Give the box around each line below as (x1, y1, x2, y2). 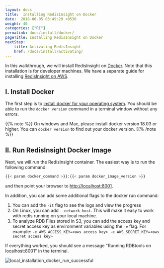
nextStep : (5, 40, 26, 45)
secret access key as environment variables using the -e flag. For (12, 223, 147, 229)
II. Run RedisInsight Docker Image (5, 146, 112, 154)
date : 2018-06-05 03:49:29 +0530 (5, 16, 77, 21)
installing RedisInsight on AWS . (5, 73, 69, 79)
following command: (5, 165, 47, 171)
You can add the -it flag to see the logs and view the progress (12, 202, 142, 208)
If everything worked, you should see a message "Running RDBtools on (5, 243, 152, 249)
